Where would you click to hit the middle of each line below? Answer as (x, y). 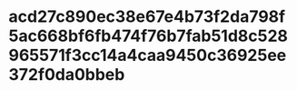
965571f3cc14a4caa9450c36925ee (148, 55)
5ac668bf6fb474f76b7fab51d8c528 (148, 36)
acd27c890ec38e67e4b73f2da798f (147, 17)
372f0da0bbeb (67, 75)
